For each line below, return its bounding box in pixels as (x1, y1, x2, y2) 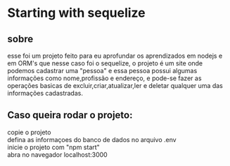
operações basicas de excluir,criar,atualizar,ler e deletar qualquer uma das (7, 82, 223, 89)
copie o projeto (7, 128, 51, 136)
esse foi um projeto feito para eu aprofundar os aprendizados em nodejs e (7, 51, 223, 60)
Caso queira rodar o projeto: (7, 109, 133, 121)
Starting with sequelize (7, 5, 146, 21)
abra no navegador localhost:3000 (7, 150, 108, 159)
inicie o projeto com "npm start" (7, 143, 100, 151)
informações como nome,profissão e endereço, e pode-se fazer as (7, 74, 202, 82)
